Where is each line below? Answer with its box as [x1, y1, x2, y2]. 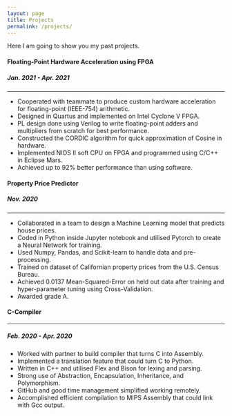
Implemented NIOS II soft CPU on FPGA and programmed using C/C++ [17, 148, 219, 157]
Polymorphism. [17, 379, 61, 387]
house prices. [17, 226, 57, 235]
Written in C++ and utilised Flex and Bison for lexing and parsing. [17, 364, 202, 373]
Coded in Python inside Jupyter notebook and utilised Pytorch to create [17, 233, 221, 241]
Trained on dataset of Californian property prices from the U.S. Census [17, 263, 220, 271]
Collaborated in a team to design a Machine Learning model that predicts [17, 219, 225, 227]
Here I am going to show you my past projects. [7, 42, 140, 50]
